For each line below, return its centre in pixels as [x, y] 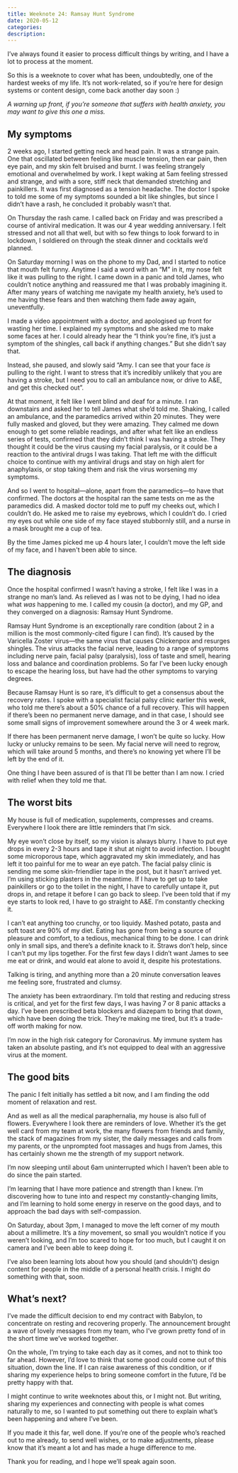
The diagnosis [40, 572]
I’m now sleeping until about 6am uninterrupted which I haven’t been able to [118, 1167]
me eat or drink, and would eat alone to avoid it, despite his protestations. [114, 960]
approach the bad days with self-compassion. [74, 1211]
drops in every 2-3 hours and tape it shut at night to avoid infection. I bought [119, 848]
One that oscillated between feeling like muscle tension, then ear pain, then [117, 159]
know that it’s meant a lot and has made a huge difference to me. [102, 1448]
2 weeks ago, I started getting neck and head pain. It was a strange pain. [114, 151]
